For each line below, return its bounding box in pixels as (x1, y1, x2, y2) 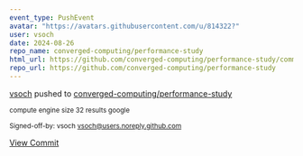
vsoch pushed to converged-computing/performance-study (9, 87, 233, 99)
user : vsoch (9, 30, 54, 39)
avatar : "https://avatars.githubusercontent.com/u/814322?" (9, 22, 241, 31)
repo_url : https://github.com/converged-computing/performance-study (9, 64, 277, 73)
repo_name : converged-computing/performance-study (9, 47, 204, 56)
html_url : (9, 55, 47, 64)
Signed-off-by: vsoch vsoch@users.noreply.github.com (9, 121, 182, 131)
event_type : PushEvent (9, 13, 95, 23)
